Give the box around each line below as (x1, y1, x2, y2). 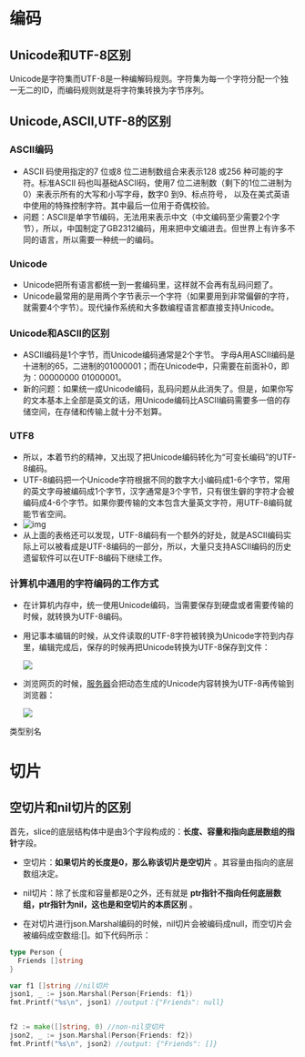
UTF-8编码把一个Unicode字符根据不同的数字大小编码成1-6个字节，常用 (22, 474, 290, 485)
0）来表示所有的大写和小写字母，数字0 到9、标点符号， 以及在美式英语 (22, 188, 290, 199)
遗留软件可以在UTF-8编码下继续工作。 (22, 552, 168, 563)
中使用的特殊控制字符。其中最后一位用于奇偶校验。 (22, 199, 215, 210)
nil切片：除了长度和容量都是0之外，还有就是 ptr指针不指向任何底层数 (22, 887, 282, 898)
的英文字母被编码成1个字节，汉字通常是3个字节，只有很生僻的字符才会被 (22, 485, 295, 496)
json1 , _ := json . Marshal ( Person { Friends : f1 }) (9, 990, 194, 999)
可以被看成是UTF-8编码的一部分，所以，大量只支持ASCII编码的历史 (38, 541, 292, 552)
